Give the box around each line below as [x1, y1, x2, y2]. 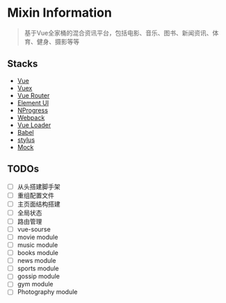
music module [17, 241, 58, 249]
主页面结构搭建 [17, 199, 60, 208]
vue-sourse [17, 224, 51, 234]
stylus [17, 136, 35, 144]
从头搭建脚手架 [17, 182, 60, 190]
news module [17, 256, 56, 265]
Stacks [7, 58, 38, 70]
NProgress [17, 106, 49, 114]
